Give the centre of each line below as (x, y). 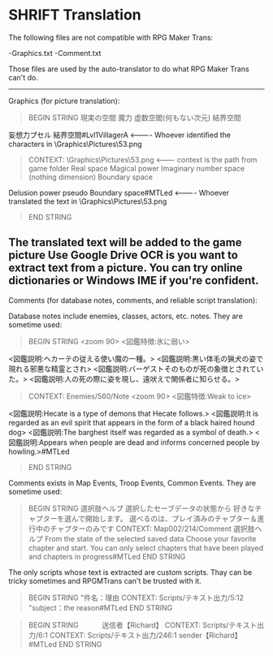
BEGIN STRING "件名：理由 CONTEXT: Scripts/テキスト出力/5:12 (136, 598)
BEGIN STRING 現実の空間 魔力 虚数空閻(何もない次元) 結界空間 (134, 117)
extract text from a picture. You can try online (126, 268)
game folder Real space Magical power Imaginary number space (136, 168)
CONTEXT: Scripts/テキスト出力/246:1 (113, 635)
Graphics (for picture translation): (64, 101)
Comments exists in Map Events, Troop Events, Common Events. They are (132, 483)
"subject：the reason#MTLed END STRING (100, 607)
